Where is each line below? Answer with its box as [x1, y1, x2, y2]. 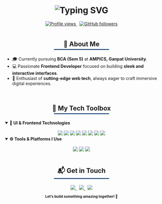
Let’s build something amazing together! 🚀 [45, 194, 118, 199]
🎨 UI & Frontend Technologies [9, 120, 70, 126]
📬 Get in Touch [57, 167, 106, 175]
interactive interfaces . [12, 70, 58, 76]
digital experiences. [12, 80, 52, 87]
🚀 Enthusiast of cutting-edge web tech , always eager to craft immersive [12, 76, 157, 81]
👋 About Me [63, 40, 100, 48]
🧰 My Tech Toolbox [52, 104, 111, 112]
